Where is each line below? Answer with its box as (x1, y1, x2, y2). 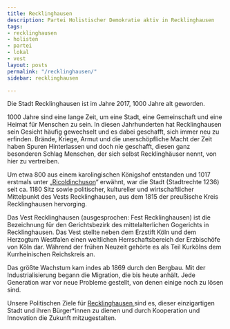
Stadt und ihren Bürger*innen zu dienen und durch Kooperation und (7, 306, 200, 315)
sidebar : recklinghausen (7, 74, 79, 82)
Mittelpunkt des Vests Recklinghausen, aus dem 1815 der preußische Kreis (7, 193, 219, 201)
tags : (7, 23, 23, 30)
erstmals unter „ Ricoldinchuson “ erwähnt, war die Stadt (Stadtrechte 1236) (7, 178, 220, 186)
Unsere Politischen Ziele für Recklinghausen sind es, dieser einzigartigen (7, 299, 215, 308)
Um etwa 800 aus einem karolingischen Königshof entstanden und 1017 (7, 170, 211, 179)
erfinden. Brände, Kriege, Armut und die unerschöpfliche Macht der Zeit (7, 135, 213, 143)
